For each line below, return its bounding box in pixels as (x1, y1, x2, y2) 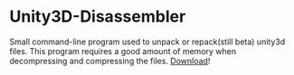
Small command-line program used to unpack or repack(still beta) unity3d (9, 36, 286, 47)
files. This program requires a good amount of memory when (9, 45, 237, 56)
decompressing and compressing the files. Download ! (9, 55, 211, 66)
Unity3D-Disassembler (9, 6, 186, 27)
